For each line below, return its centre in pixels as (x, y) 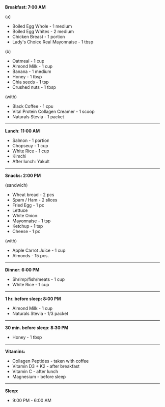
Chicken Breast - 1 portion (39, 37)
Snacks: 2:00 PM (23, 175)
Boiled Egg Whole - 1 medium (42, 26)
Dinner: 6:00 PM (22, 270)
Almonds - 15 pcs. (30, 255)
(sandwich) (16, 185)
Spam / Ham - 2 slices (35, 200)
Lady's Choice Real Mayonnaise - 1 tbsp (53, 42)
